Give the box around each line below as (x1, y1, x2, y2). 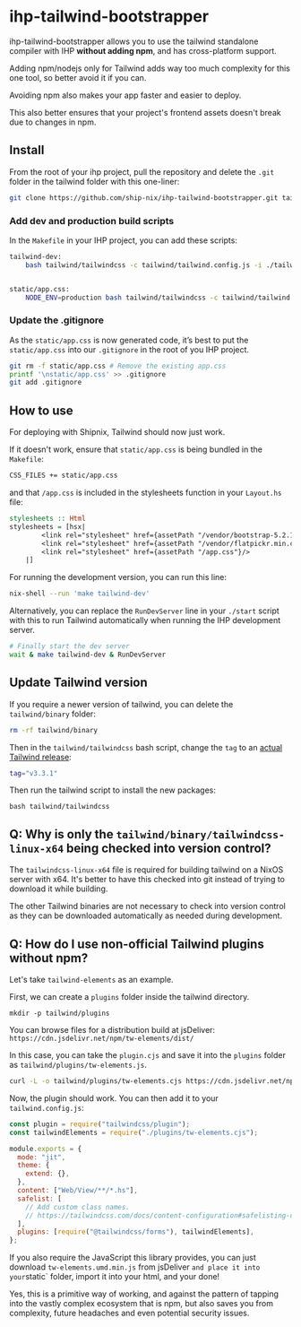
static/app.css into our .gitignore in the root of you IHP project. (9, 343, 249, 355)
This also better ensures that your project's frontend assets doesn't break (9, 107, 281, 117)
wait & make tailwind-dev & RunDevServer (9, 650, 167, 660)
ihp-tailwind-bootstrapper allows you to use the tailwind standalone (9, 36, 259, 47)
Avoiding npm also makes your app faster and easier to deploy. (9, 90, 242, 100)
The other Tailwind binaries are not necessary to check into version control (9, 901, 287, 912)
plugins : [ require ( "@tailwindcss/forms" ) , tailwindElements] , (17, 1227, 254, 1236)
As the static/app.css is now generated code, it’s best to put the (9, 334, 249, 345)
